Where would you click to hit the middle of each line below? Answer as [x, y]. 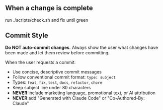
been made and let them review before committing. [58, 53]
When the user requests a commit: [41, 62]
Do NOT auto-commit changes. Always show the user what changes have [81, 47]
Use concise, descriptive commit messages [57, 72]
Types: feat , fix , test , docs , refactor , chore [57, 82]
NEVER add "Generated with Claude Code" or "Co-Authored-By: [79, 98]
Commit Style [27, 36]
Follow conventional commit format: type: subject [64, 77]
